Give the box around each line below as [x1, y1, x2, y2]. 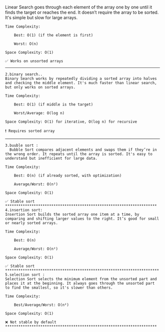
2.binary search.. [5, 72, 43, 77]
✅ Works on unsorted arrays [5, 59, 64, 64]
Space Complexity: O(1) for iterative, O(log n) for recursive [5, 119, 137, 124]
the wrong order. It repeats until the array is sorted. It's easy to [5, 152, 153, 157]
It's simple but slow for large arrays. [5, 15, 78, 20]
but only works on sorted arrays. [5, 85, 76, 90]
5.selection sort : [5, 272, 45, 277]
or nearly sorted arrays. [5, 221, 58, 226]
